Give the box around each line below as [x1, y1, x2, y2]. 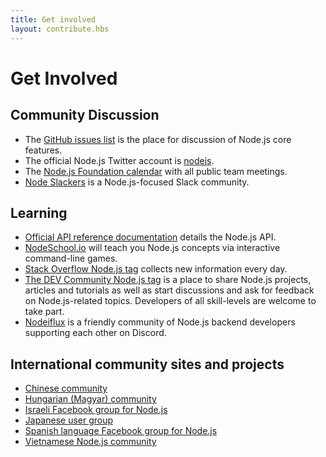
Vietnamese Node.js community [24, 436, 157, 448]
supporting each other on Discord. [24, 327, 167, 339]
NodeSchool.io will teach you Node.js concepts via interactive [24, 242, 281, 254]
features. [24, 144, 63, 156]
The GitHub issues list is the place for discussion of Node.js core [24, 133, 292, 145]
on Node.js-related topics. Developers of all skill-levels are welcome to [24, 295, 317, 307]
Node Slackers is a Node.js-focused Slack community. [24, 176, 250, 188]
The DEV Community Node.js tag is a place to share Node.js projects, [24, 274, 312, 286]
